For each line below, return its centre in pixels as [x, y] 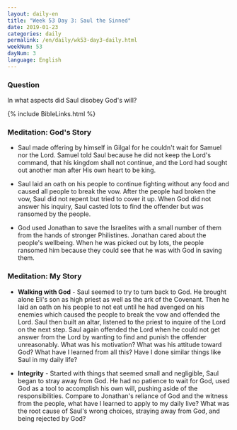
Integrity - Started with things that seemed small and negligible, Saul [118, 373]
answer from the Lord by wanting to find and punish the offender [112, 336]
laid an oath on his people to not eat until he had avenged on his [111, 307]
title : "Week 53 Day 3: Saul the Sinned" [69, 21]
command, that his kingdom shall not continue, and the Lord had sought [122, 163]
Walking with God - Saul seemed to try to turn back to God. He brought [122, 292]
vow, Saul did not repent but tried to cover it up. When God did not [114, 199]
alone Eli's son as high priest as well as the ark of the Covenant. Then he [123, 299]
